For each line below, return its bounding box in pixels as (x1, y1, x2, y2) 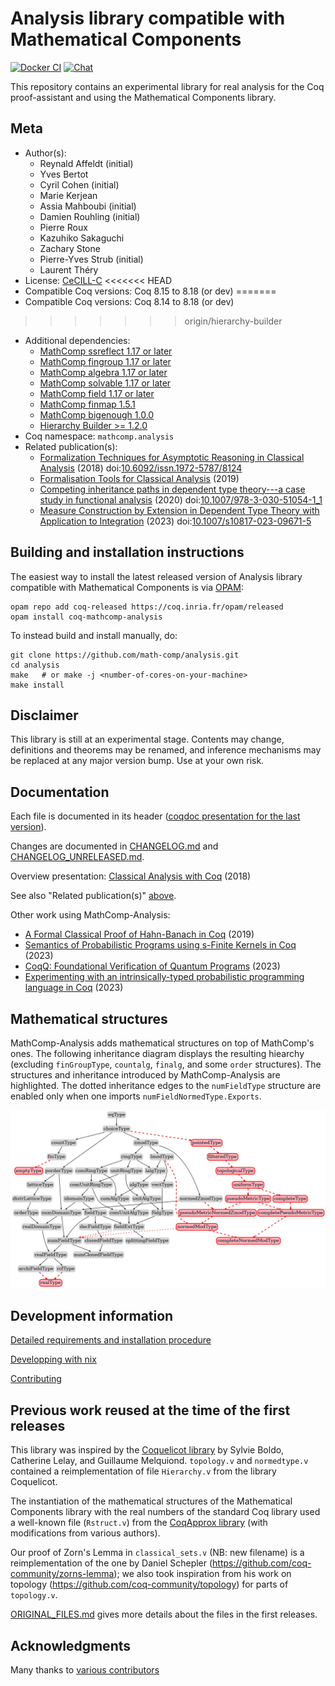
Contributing (10, 1373, 62, 1385)
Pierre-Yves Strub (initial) (39, 253, 144, 265)
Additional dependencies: (24, 334, 131, 346)
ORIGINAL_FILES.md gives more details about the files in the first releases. (10, 1608, 318, 1621)
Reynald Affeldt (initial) (39, 157, 134, 169)
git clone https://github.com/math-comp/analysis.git (10, 650, 240, 660)
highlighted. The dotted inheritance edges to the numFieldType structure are (10, 1080, 322, 1091)
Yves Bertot (39, 168, 89, 180)
